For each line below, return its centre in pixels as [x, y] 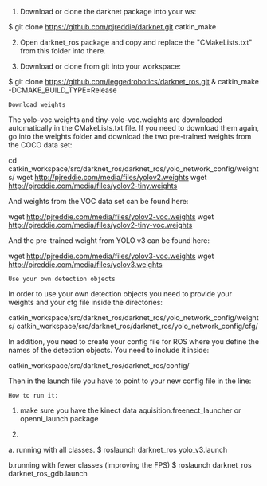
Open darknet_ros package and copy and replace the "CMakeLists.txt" [136, 42]
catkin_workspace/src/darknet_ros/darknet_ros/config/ [99, 365]
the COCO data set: [40, 145]
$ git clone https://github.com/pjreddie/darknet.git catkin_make [112, 27]
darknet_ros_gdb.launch [48, 474]
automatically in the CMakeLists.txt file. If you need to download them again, [134, 128]
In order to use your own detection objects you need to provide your [120, 294]
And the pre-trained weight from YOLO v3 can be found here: [109, 241]
